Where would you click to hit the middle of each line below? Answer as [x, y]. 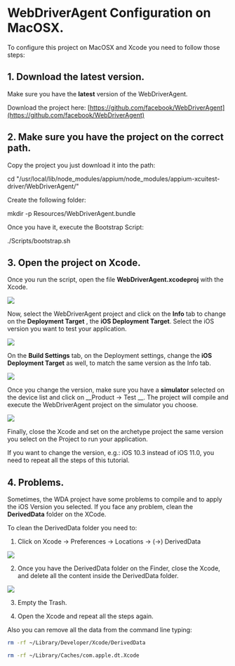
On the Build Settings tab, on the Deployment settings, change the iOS [110, 356]
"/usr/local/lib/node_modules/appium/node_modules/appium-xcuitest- [118, 179]
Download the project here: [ [49, 108]
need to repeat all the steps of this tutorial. [68, 460]
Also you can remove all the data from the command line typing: [100, 630]
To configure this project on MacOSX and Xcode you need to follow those [114, 47]
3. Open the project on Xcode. [74, 263]
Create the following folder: [47, 200]
